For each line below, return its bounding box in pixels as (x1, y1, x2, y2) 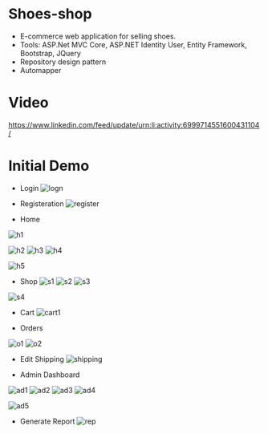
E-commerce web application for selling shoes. (19, 31, 177, 41)
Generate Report (19, 416, 75, 426)
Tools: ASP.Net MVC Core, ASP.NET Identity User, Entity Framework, (19, 39, 247, 49)
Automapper (19, 65, 62, 75)
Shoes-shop (8, 5, 92, 23)
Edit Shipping (19, 354, 64, 363)
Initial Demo (8, 157, 90, 175)
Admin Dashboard (19, 370, 80, 379)
